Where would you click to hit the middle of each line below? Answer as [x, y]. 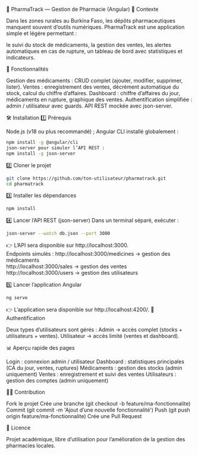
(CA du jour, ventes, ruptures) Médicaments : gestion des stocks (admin [94, 368]
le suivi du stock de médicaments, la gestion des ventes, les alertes [89, 45]
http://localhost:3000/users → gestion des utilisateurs [72, 273]
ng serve [17, 298]
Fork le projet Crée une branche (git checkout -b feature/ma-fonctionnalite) [98, 404]
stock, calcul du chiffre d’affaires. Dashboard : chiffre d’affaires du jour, [93, 93]
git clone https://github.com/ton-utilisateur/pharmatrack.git [86, 178]
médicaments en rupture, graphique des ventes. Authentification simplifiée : [99, 99]
